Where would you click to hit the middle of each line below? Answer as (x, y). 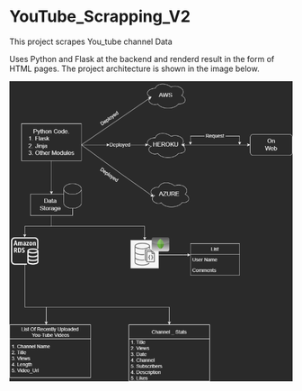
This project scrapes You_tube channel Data (91, 41)
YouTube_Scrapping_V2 (100, 17)
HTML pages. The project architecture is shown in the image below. (134, 68)
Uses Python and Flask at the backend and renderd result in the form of (142, 59)
